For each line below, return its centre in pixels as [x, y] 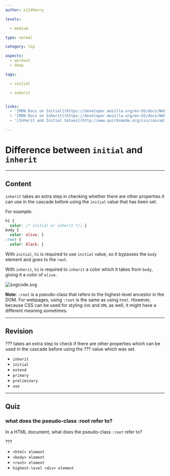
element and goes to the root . [36, 259]
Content [18, 184]
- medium [19, 28]
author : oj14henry [25, 10]
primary [20, 375]
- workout [20, 61]
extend [19, 370]
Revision [19, 331]
